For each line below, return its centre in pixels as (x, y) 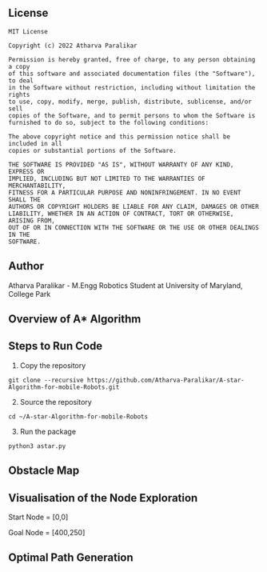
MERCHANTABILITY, (37, 186)
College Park (30, 294)
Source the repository (56, 402)
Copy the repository (53, 365)
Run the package (48, 431)
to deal (21, 80)
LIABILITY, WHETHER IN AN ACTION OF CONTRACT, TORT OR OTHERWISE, (121, 214)
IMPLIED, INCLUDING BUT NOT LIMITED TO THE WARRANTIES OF (107, 178)
